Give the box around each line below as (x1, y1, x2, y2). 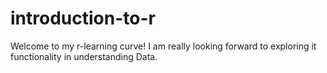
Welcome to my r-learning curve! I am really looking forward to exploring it (10, 40, 317, 52)
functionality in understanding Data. (10, 50, 158, 62)
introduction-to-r (10, 7, 156, 30)
